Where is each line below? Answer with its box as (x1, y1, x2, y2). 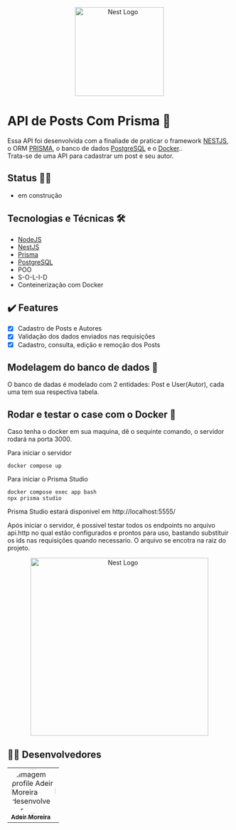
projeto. (7, 544, 31, 553)
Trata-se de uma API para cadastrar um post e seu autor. (7, 151, 174, 160)
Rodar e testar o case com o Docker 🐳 (7, 408, 176, 420)
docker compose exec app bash (7, 489, 97, 496)
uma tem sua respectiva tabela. (7, 388, 100, 396)
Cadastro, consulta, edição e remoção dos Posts (17, 340, 161, 349)
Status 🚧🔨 (7, 172, 52, 184)
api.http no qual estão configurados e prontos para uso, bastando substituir (7, 528, 229, 537)
